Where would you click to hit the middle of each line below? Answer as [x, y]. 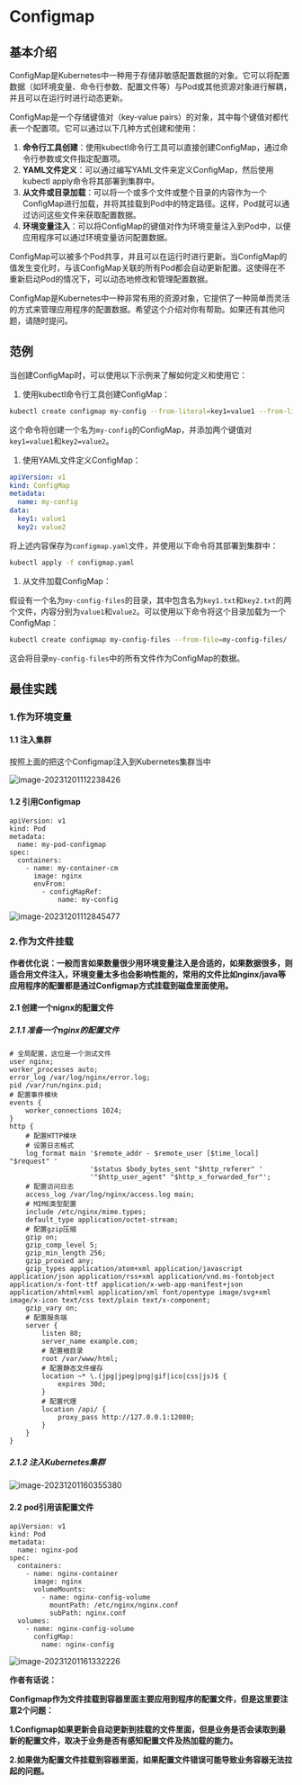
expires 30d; [81, 1384]
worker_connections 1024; [74, 1111]
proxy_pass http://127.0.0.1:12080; [126, 1418]
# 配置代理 [59, 1402]
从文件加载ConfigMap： [67, 581]
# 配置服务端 [46, 1318]
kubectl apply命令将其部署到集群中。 [91, 181]
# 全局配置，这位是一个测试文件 [60, 1054]
